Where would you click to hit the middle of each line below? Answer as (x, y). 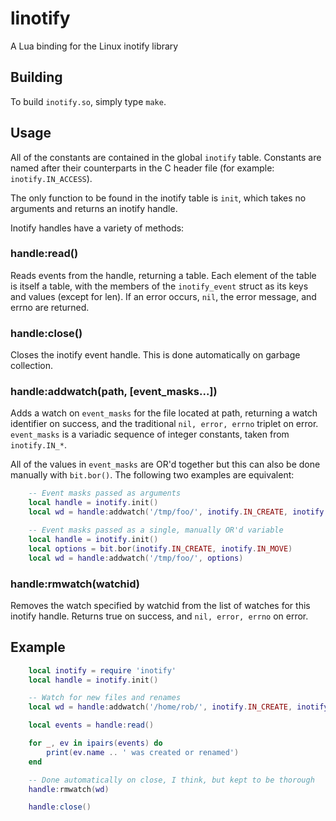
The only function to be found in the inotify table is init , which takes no (158, 198)
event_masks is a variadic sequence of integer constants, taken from (150, 434)
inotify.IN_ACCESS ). (51, 178)
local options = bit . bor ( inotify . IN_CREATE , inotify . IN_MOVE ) (160, 548)
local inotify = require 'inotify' (102, 670)
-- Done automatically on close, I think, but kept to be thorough (171, 780)
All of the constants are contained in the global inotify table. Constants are (166, 157)
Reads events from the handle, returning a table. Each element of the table (163, 275)
